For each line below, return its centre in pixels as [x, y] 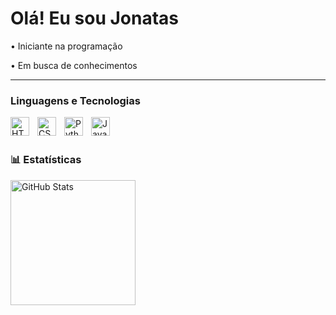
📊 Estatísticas [46, 160]
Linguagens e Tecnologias [75, 100]
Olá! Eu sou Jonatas [95, 18]
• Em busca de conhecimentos [74, 65]
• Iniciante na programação [66, 46]
